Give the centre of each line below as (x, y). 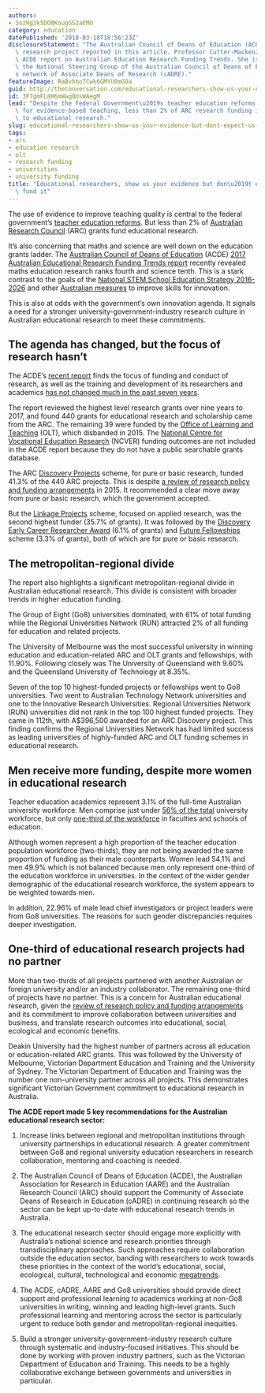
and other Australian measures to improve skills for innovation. (129, 288)
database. (24, 458)
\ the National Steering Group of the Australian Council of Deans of (134, 67)
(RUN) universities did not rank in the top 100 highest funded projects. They (131, 712)
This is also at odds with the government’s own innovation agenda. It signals (132, 303)
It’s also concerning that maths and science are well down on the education (131, 246)
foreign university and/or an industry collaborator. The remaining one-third (129, 989)
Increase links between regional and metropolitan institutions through (132, 1135)
